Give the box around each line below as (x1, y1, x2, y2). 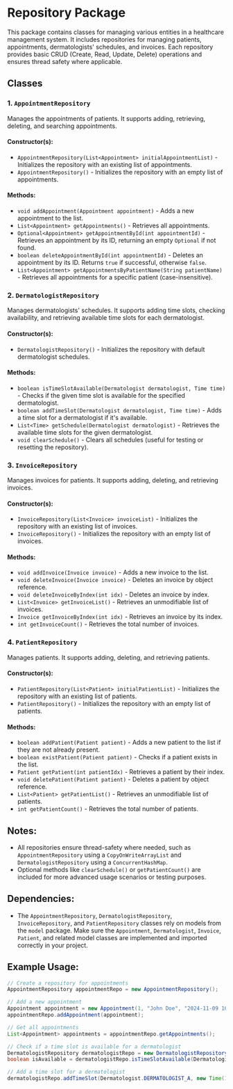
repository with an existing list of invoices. (17, 522, 138, 531)
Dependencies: (7, 893, 75, 905)
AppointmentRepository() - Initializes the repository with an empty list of (17, 168, 223, 176)
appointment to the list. (17, 214, 84, 223)
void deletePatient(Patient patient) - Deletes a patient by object (17, 775, 209, 784)
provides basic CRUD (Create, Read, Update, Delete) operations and (7, 50, 202, 58)
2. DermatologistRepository (7, 290, 99, 300)
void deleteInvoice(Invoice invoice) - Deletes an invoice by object (17, 576, 214, 584)
